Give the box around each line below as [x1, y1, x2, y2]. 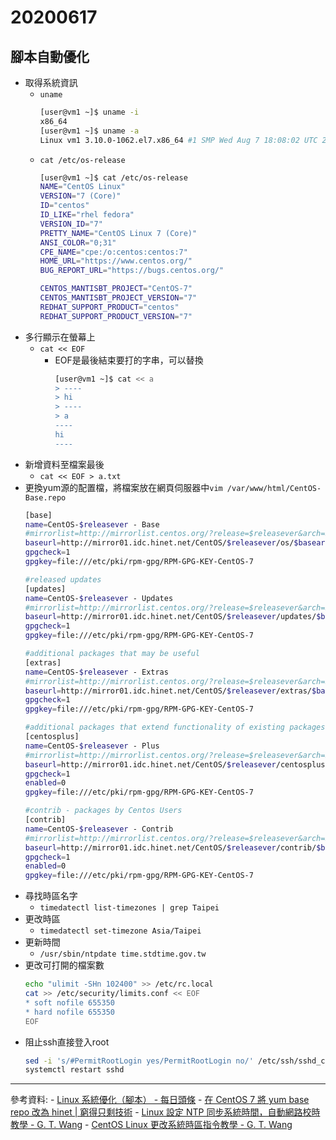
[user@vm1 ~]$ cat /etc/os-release [39, 172, 188, 183]
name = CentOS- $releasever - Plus [24, 741, 160, 751]
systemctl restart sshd [24, 1065, 125, 1075]
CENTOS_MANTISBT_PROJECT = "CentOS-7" [39, 284, 193, 294]
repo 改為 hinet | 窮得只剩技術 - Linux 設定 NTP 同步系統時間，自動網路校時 [10, 1106, 321, 1118]
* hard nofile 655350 [24, 1007, 115, 1017]
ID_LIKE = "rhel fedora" [39, 210, 135, 220]
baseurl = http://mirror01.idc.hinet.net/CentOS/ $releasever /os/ [24, 538, 295, 548]
